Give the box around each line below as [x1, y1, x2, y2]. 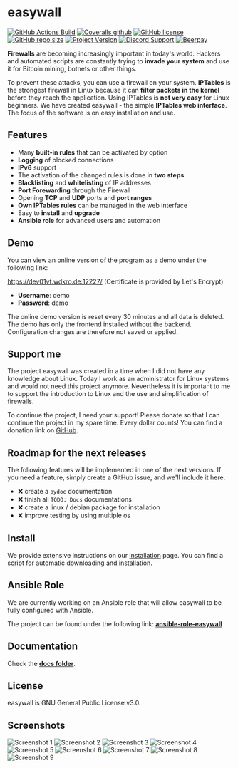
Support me [7, 348, 61, 360]
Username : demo [17, 291, 70, 299]
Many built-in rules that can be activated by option [17, 147, 168, 157]
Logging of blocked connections [17, 155, 114, 164]
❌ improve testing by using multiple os [17, 511, 131, 520]
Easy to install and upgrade [17, 208, 100, 217]
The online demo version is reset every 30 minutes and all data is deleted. [7, 312, 224, 321]
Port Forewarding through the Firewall [17, 186, 131, 194]
